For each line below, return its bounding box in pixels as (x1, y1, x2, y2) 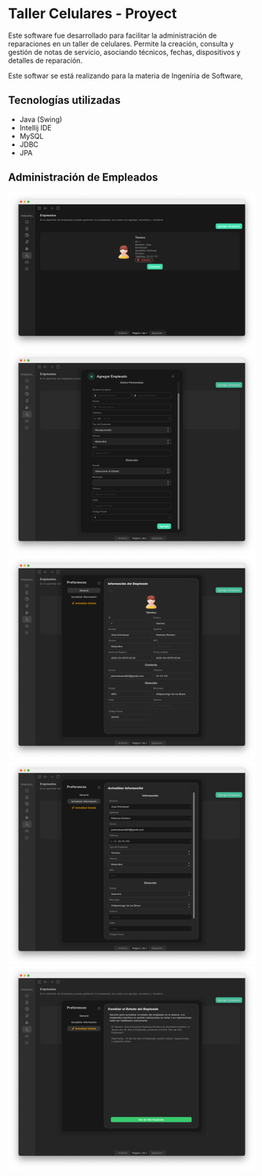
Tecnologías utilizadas (8, 93, 121, 107)
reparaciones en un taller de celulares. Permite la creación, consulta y (8, 38, 234, 48)
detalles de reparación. (8, 56, 83, 65)
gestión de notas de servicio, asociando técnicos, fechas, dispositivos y (8, 47, 241, 57)
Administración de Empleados (8, 170, 158, 185)
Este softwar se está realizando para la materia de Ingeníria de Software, (8, 71, 243, 80)
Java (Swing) (19, 115, 63, 124)
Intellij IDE (19, 123, 53, 132)
